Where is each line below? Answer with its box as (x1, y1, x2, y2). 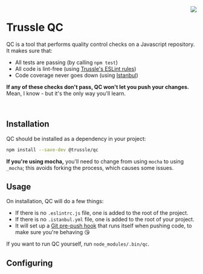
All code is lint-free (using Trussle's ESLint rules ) (14, 65, 137, 72)
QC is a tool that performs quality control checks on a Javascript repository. (6, 41, 195, 48)
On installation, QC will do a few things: (6, 198, 104, 205)
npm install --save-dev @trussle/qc (6, 146, 98, 153)
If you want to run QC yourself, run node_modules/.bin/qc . (6, 240, 150, 247)
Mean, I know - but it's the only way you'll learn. (6, 90, 126, 97)
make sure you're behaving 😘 (14, 229, 91, 236)
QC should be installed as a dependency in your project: (6, 135, 146, 142)
